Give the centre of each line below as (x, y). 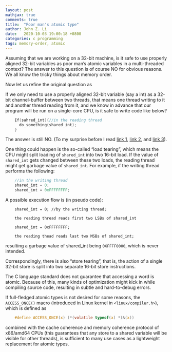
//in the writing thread (41, 181)
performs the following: (30, 171)
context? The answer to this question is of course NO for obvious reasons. (84, 69)
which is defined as (26, 308)
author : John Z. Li (26, 29)
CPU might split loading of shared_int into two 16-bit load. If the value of (82, 155)
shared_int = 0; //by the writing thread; (61, 209)
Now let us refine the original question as (49, 84)
